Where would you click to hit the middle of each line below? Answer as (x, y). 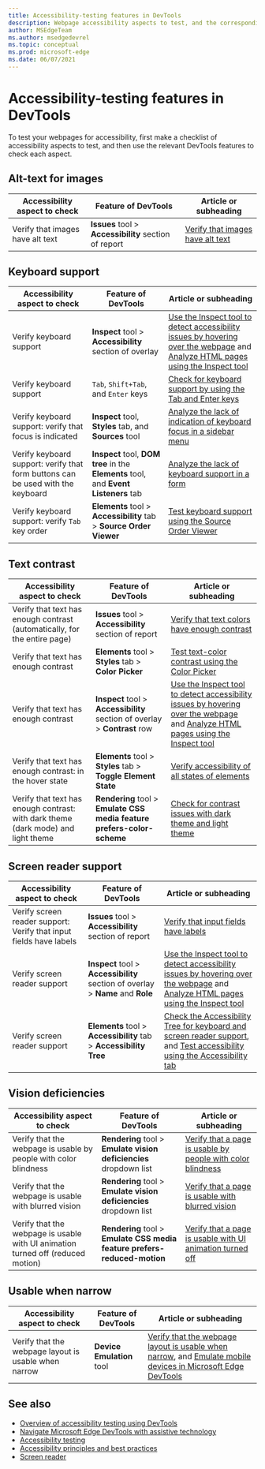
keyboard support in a (209, 474)
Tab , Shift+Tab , (119, 384)
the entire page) (42, 639)
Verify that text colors (211, 619)
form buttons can (44, 474)
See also (30, 1404)
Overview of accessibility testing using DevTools (98, 1423)
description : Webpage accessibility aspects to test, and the (112, 23)
